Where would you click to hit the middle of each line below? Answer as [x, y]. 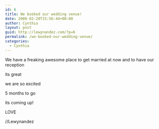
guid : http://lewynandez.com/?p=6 [40, 32]
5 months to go [20, 93]
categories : [17, 41]
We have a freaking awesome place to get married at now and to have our [79, 59]
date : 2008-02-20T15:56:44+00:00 [39, 18]
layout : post [18, 28]
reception [15, 65]
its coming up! [19, 102]
